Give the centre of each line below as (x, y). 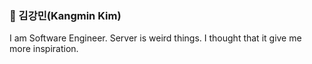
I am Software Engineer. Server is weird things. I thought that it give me (155, 38)
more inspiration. (44, 49)
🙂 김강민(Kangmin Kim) (65, 15)
